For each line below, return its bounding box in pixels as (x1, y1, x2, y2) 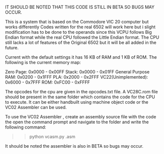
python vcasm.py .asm (29, 134, 76, 139)
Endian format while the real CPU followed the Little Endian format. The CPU (5, 34, 160, 40)
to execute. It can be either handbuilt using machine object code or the (5, 99, 149, 105)
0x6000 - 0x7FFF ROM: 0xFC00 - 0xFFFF (5, 79, 90, 85)
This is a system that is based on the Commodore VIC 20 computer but (5, 19, 149, 24)
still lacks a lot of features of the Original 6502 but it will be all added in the (5, 40, 157, 45)
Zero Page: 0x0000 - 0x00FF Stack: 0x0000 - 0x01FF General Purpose (5, 69, 150, 75)
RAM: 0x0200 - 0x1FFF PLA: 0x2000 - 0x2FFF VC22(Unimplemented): (5, 74, 148, 80)
